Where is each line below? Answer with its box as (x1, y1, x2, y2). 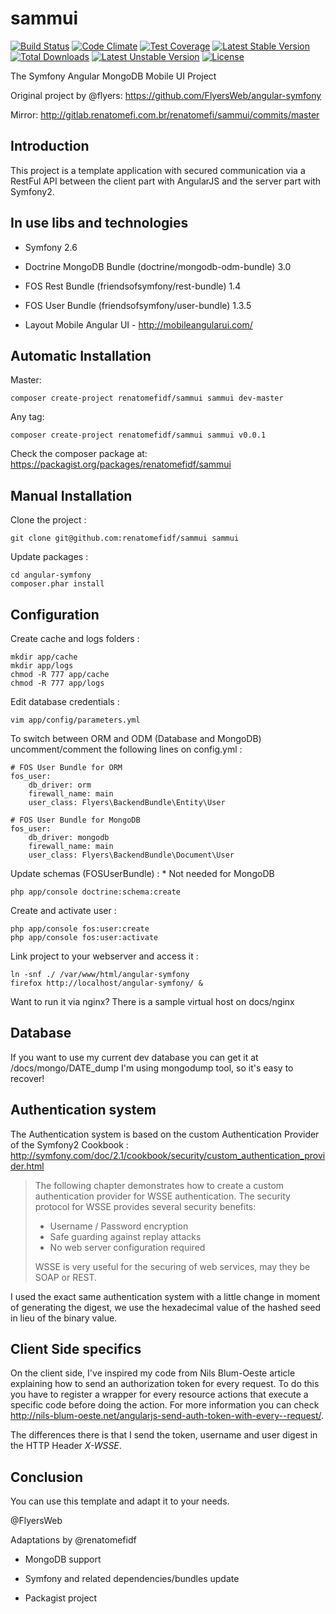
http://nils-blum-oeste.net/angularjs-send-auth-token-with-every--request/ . (10, 1410, 325, 1422)
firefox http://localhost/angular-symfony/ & (10, 978, 203, 988)
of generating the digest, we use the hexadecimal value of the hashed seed (10, 1301, 322, 1313)
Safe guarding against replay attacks (49, 1230, 202, 1242)
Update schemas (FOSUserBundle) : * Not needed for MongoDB (10, 868, 275, 879)
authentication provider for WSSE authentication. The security (34, 1190, 291, 1202)
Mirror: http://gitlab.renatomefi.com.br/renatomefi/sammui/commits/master (10, 108, 320, 121)
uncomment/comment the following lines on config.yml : (10, 743, 243, 755)
